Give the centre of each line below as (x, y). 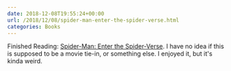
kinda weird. (25, 61)
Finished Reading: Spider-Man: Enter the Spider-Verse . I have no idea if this (116, 47)
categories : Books (34, 26)
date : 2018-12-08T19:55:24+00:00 (56, 14)
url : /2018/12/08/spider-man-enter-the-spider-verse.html (93, 20)
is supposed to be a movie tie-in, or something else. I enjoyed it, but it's (110, 54)
